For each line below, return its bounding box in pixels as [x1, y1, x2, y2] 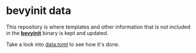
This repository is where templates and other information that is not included [6, 23, 191, 30]
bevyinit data [6, 4, 71, 17]
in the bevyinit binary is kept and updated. [6, 29, 109, 36]
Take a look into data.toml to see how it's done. [6, 41, 120, 48]
